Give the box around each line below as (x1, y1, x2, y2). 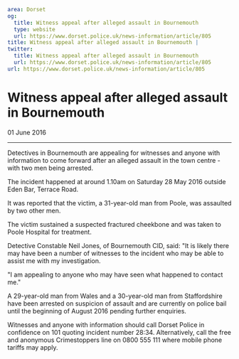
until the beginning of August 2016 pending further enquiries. (7, 306, 187, 315)
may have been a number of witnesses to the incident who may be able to (7, 249, 224, 257)
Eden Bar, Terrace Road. (7, 185, 79, 193)
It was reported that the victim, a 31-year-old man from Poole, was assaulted (7, 198, 232, 207)
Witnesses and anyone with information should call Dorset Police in (7, 320, 205, 329)
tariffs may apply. (7, 343, 58, 351)
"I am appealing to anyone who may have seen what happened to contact (7, 270, 223, 279)
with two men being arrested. (7, 164, 94, 172)
